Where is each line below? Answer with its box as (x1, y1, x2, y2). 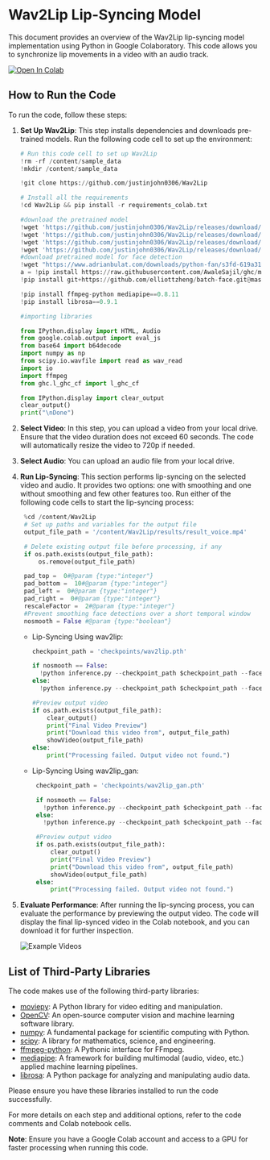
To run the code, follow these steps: (8, 110, 128, 119)
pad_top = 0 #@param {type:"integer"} (23, 572, 154, 580)
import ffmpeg (19, 372, 67, 380)
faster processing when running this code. (8, 1143, 149, 1153)
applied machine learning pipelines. (19, 1062, 138, 1071)
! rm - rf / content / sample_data (19, 157, 122, 165)
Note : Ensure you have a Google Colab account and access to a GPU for (8, 1134, 248, 1144)
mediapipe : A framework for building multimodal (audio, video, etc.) (19, 1054, 244, 1063)
